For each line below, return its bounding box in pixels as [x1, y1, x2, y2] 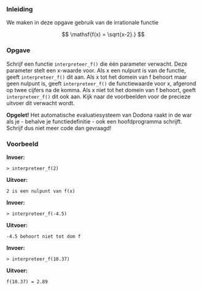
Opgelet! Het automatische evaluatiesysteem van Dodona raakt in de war [6, 111, 192, 119]
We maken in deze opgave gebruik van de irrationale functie [6, 19, 158, 26]
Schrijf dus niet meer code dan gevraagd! [6, 124, 112, 131]
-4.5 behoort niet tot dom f [6, 233, 81, 240]
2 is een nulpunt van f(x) [6, 188, 76, 194]
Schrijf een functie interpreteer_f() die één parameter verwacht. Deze [6, 60, 187, 68]
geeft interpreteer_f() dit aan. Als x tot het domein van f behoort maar [6, 73, 187, 80]
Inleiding [6, 5, 33, 14]
